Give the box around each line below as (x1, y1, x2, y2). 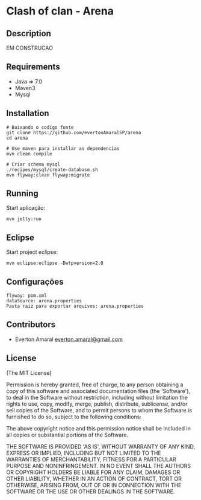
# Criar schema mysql (6, 161, 61, 167)
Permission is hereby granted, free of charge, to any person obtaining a (6, 381, 184, 388)
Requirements (6, 62, 60, 72)
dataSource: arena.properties (6, 298, 82, 304)
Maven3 (14, 84, 36, 91)
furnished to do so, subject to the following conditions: (6, 413, 141, 420)
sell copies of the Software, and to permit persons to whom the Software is (6, 406, 193, 414)
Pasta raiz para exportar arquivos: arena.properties (6, 304, 144, 310)
